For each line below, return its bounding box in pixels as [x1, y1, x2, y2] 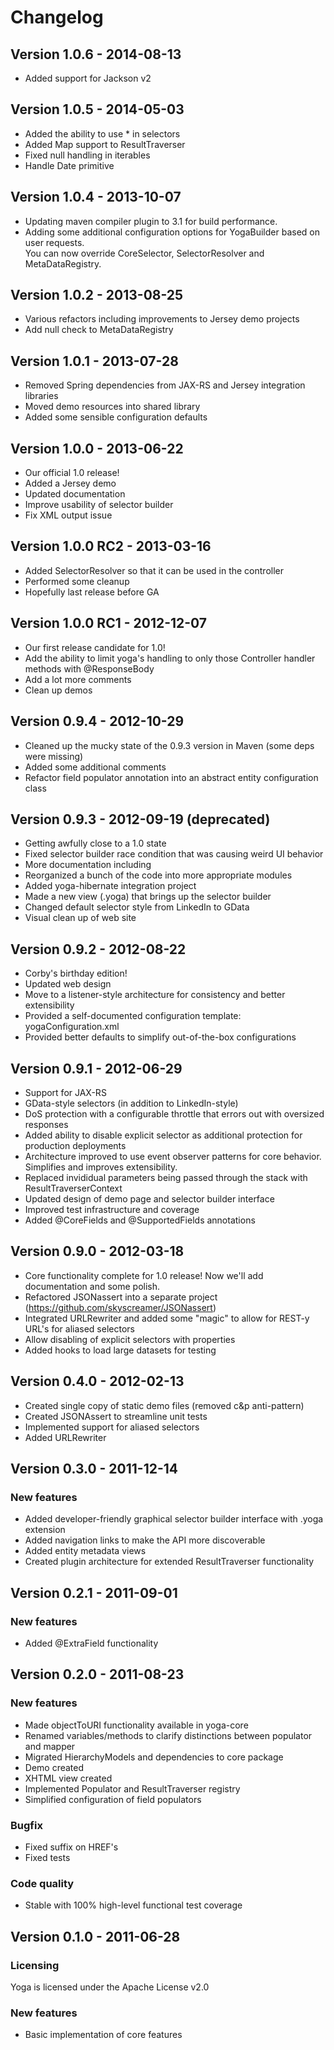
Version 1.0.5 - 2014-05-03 [10, 101, 185, 118]
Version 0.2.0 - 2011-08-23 [10, 1666, 185, 1683]
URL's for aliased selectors [24, 1322, 135, 1335]
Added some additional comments [24, 761, 167, 773]
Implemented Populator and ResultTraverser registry [24, 1782, 241, 1795]
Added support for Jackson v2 [24, 72, 152, 84]
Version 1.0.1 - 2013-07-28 [10, 352, 179, 370]
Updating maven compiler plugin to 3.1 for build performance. [24, 215, 278, 227]
